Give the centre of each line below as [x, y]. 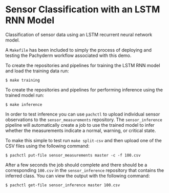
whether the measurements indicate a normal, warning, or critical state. [81, 130]
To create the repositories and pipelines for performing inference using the [84, 90]
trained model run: [25, 95]
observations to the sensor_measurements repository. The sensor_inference [84, 120]
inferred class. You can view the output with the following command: [78, 176]
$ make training [23, 80]
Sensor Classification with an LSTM [83, 9]
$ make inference [24, 104]
